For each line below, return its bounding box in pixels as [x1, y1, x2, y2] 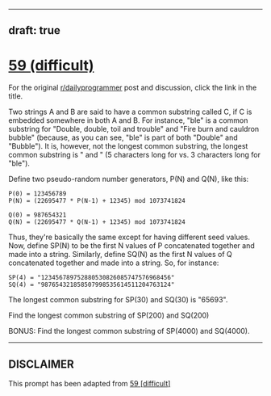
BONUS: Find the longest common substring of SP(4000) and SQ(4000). [8, 326, 250, 336]
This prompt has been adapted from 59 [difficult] [8, 379, 171, 389]
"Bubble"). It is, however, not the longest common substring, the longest [8, 141, 248, 151]
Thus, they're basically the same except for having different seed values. [8, 232, 250, 242]
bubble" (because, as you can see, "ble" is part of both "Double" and [8, 133, 238, 142]
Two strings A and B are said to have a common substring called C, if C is [8, 107, 252, 117]
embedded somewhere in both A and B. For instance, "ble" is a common [8, 116, 248, 125]
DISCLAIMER [8, 357, 74, 371]
